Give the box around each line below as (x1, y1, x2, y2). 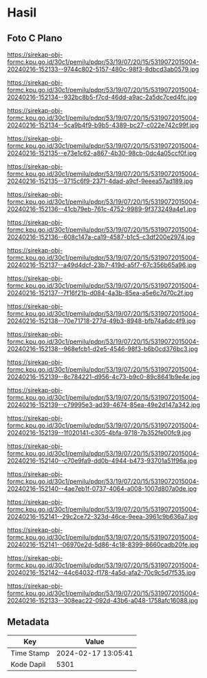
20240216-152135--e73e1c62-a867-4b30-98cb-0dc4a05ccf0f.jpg (7, 149, 197, 157)
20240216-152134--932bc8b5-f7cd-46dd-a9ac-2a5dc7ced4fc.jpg (7, 93, 197, 101)
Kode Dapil (10, 659, 46, 669)
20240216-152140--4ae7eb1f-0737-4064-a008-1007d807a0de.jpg (7, 485, 197, 493)
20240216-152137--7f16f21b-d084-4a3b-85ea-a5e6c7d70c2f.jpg (7, 289, 194, 297)
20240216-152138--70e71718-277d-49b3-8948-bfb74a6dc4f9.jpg (7, 317, 196, 325)
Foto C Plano (7, 32, 63, 44)
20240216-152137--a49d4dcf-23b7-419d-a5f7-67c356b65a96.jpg (7, 261, 197, 269)
